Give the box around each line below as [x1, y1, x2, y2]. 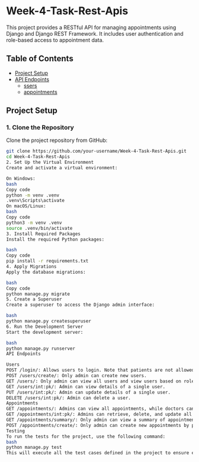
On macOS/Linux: [6, 203, 46, 209]
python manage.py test [6, 444, 62, 451]
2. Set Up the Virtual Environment [6, 159, 94, 166]
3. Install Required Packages [6, 230, 81, 237]
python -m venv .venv [6, 192, 60, 198]
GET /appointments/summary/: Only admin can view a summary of [6, 417, 166, 423]
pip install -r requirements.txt [6, 258, 89, 264]
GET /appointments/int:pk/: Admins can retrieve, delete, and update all [6, 412, 192, 417]
